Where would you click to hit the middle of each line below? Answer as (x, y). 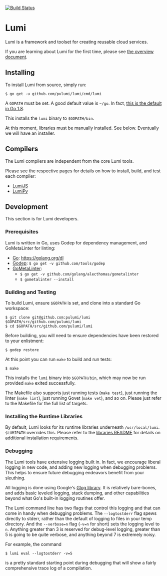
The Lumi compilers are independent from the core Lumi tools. (69, 161)
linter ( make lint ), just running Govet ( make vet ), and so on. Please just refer (83, 398)
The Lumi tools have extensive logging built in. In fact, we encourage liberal (83, 462)
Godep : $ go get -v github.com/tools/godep (59, 263)
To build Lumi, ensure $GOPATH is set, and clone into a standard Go (73, 303)
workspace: (17, 308)
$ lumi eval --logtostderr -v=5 (39, 553)
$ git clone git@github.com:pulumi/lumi (48, 317)
